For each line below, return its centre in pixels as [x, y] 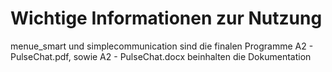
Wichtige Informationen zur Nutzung [166, 18]
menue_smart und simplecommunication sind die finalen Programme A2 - [162, 46]
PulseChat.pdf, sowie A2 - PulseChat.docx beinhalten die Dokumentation [161, 56]
